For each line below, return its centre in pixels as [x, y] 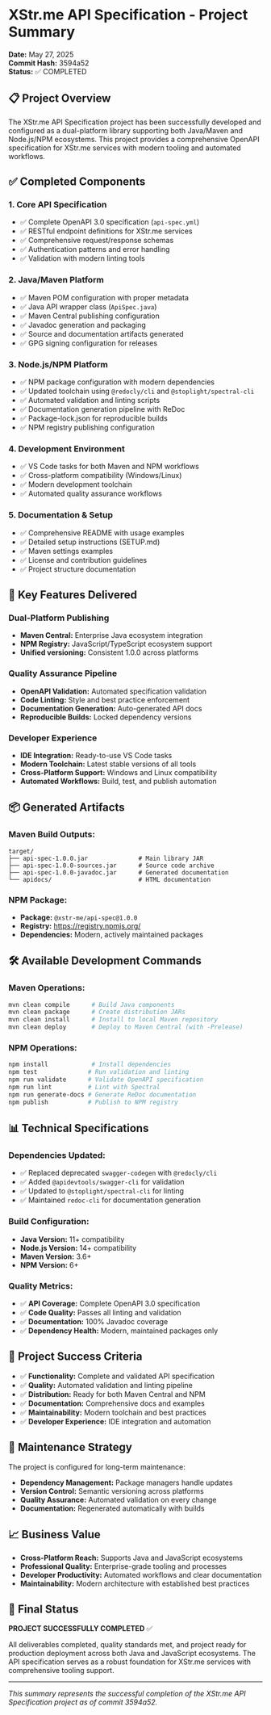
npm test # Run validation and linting [99, 1072]
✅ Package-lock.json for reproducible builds [94, 418]
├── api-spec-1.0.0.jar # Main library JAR [106, 858]
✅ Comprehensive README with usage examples [102, 533]
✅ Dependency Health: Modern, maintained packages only [119, 1331]
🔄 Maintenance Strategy [71, 1447]
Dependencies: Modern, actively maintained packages [112, 934]
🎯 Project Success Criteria [75, 1357]
